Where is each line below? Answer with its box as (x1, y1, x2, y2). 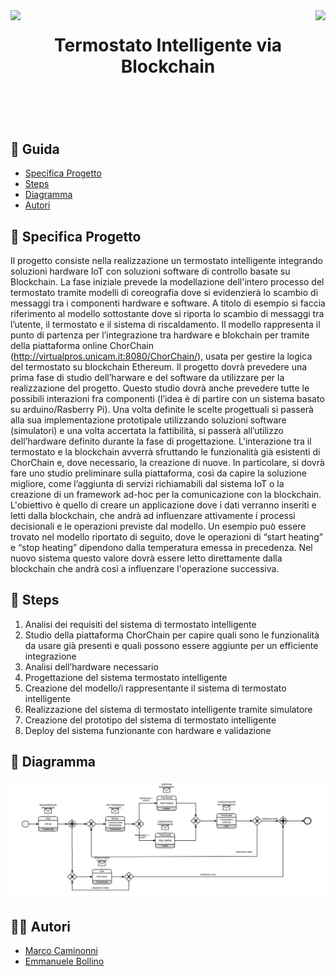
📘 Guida (10, 140, 60, 158)
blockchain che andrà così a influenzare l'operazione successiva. (10, 563, 280, 574)
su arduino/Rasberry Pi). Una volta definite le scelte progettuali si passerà (10, 404, 314, 415)
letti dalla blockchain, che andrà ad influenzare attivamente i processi (10, 510, 296, 521)
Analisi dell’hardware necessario (24, 660, 159, 673)
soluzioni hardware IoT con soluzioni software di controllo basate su (10, 265, 291, 277)
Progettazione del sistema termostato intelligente (24, 671, 228, 683)
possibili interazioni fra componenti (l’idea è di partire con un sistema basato (10, 393, 325, 404)
